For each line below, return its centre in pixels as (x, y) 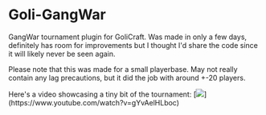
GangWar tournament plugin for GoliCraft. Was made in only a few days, (128, 37)
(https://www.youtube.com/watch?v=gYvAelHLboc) (94, 102)
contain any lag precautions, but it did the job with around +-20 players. (127, 77)
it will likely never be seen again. (62, 54)
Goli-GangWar (57, 15)
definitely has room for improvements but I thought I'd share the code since (133, 45)
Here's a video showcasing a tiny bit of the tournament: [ (102, 94)
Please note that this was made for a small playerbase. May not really (123, 69)
